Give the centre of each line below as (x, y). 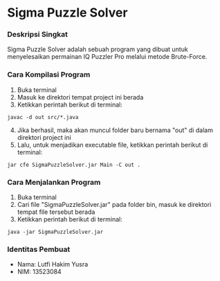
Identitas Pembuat (39, 249)
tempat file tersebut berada (56, 212)
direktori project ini (44, 137)
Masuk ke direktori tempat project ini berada (80, 97)
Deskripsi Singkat (37, 35)
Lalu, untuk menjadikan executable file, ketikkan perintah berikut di (112, 145)
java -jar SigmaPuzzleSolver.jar (55, 232)
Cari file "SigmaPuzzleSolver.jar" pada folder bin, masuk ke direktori (114, 205)
